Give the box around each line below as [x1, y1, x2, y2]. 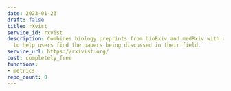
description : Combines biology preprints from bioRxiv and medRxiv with [7, 36, 220, 42]
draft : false [7, 16, 45, 23]
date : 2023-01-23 [7, 10, 57, 17]
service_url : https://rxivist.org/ [7, 49, 109, 55]
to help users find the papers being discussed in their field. [13, 42, 201, 49]
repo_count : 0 [7, 73, 48, 81]
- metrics [7, 67, 36, 74]
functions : [7, 61, 38, 68]
